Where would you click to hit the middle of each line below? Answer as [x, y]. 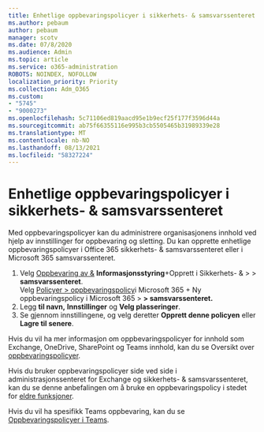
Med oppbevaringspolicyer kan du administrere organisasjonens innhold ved [132, 233]
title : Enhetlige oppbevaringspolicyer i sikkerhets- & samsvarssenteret [132, 15]
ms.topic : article [38, 60]
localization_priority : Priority [63, 81]
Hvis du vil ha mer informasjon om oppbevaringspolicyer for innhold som [126, 339]
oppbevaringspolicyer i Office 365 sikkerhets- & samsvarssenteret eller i [126, 250]
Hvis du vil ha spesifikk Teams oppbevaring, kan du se [97, 411]
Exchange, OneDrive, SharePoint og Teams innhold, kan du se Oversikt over [131, 347]
